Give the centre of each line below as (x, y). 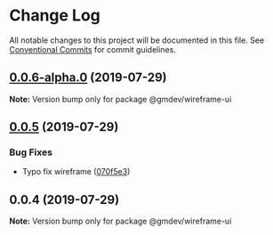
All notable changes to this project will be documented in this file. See (137, 40)
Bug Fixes (31, 152)
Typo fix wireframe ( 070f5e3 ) (76, 172)
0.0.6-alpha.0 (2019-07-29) (88, 78)
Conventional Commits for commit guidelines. (92, 49)
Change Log (55, 16)
